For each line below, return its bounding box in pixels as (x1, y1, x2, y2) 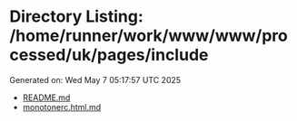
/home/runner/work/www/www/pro (9, 25, 288, 46)
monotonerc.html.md (22, 101, 102, 112)
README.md (22, 92, 71, 103)
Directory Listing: (9, 6, 144, 27)
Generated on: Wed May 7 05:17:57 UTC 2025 (9, 74, 182, 85)
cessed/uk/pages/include (9, 45, 209, 65)
